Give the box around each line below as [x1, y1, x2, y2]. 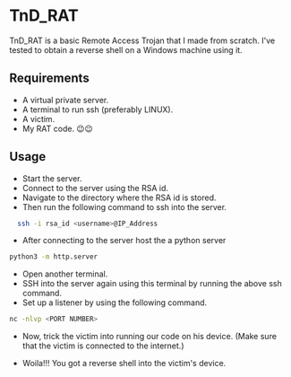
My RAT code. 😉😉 [21, 123, 94, 134]
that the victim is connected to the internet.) [21, 340, 184, 351]
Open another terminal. [21, 268, 108, 279]
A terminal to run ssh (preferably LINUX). [21, 104, 174, 115]
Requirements [9, 71, 90, 86]
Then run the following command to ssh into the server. [21, 201, 227, 212]
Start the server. [21, 172, 82, 184]
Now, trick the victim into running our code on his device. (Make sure [21, 331, 278, 342]
